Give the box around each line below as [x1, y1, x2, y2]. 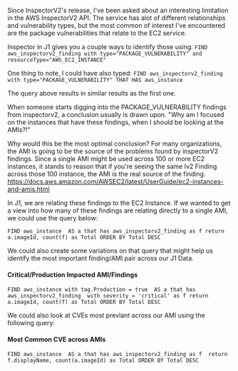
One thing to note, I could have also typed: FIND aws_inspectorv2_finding [7, 69, 223, 77]
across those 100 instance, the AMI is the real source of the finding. [7, 170, 206, 178]
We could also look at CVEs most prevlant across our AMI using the [7, 311, 205, 320]
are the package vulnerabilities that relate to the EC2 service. [7, 29, 187, 37]
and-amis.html [7, 185, 50, 193]
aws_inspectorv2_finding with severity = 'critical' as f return [7, 293, 209, 300]
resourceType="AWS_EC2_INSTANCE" [7, 56, 107, 63]
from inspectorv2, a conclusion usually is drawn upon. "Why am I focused [7, 111, 224, 118]
